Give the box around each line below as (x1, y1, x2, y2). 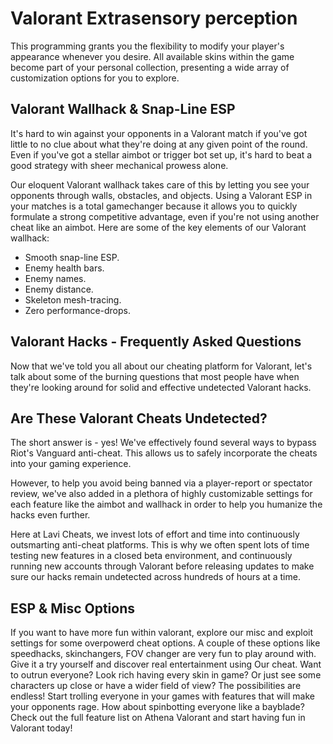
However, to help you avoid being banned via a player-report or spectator (10, 477, 313, 489)
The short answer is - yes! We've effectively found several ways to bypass (10, 437, 317, 449)
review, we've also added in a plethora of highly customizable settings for (10, 488, 313, 500)
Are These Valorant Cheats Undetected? (10, 410, 268, 427)
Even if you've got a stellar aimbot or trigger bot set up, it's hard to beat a (10, 148, 313, 161)
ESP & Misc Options (10, 600, 136, 617)
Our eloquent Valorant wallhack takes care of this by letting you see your (10, 178, 310, 191)
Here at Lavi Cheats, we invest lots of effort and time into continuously (10, 528, 300, 541)
